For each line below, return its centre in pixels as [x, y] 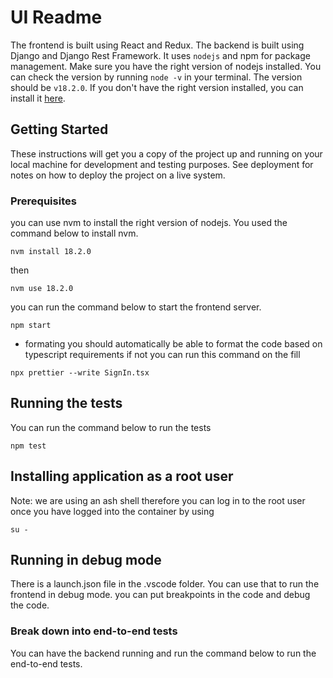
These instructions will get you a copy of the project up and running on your [166, 153]
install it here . [38, 98]
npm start [31, 326]
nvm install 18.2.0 [51, 252]
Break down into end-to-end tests [94, 631]
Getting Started [59, 129]
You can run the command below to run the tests [111, 427]
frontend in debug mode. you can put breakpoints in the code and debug [160, 595]
